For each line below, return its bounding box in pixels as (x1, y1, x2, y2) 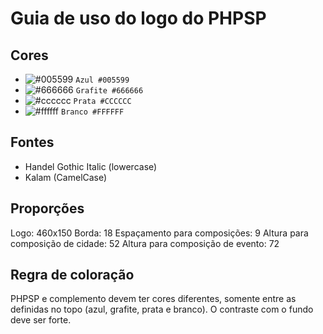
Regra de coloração (10, 267, 135, 284)
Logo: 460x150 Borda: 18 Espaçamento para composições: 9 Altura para (10, 227, 309, 239)
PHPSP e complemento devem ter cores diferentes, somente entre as (10, 293, 297, 305)
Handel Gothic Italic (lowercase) (24, 160, 158, 172)
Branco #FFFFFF (60, 107, 125, 117)
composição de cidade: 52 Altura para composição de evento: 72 (10, 237, 280, 249)
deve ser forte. (10, 314, 72, 326)
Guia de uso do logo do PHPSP (10, 7, 267, 30)
